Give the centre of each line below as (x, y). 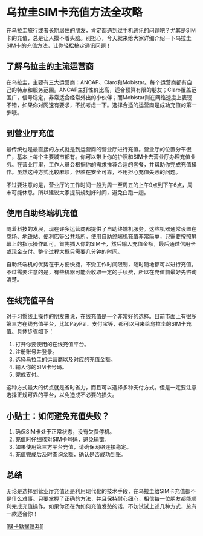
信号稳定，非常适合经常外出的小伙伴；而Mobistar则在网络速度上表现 (107, 97)
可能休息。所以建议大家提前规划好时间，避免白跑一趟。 (80, 192)
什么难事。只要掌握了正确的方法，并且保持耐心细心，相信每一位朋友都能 (101, 498)
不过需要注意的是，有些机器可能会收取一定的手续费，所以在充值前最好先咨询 (101, 272)
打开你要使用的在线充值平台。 (52, 344)
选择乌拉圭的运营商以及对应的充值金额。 (65, 359)
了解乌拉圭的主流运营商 (50, 66)
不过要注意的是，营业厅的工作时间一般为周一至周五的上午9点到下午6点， (97, 185)
